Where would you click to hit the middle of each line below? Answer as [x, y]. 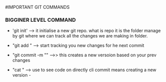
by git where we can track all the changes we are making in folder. [80, 36]
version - [22, 75]
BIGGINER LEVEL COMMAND [40, 20]
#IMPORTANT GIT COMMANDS [37, 7]
